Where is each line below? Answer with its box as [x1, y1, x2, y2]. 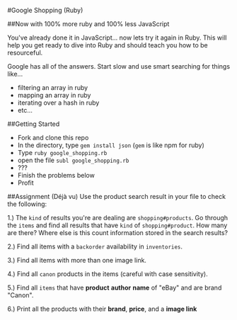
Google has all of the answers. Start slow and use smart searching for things [7, 62, 231, 70]
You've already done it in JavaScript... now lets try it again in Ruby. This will [7, 33, 227, 42]
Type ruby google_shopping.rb [17, 149, 108, 156]
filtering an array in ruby [17, 84, 88, 91]
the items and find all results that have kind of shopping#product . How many [7, 221, 228, 229]
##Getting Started [7, 120, 60, 128]
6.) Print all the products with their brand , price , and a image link [7, 304, 197, 313]
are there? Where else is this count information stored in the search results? [7, 229, 229, 236]
